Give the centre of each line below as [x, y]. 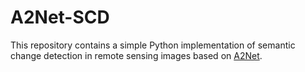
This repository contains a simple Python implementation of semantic [153, 45]
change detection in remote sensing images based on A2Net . [136, 55]
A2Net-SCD [60, 17]
